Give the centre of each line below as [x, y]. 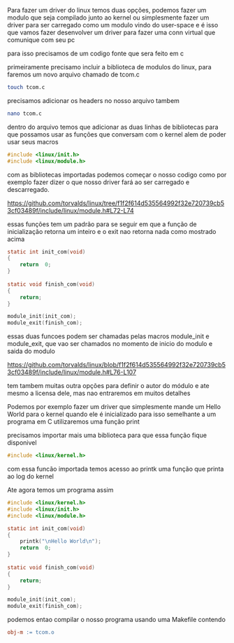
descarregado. [29, 189]
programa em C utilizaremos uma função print [73, 422]
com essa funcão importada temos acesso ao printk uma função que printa [116, 469]
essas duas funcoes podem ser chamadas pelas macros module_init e [108, 336]
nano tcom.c [24, 113]
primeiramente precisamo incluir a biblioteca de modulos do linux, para [109, 67]
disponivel [22, 443]
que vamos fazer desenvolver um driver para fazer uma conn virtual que [111, 32]
